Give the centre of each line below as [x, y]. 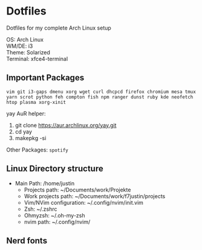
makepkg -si [31, 138]
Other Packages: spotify [37, 150]
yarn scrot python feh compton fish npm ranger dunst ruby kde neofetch [100, 97]
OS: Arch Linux [25, 39]
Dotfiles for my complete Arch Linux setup [59, 28]
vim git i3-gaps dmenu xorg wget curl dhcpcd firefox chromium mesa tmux [101, 92]
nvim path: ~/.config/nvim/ [57, 222]
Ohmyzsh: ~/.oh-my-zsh [54, 215]
